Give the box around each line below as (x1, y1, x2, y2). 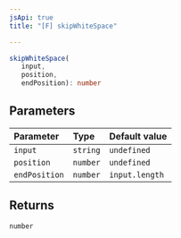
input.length (109, 169, 165, 180)
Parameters (9, 104, 76, 119)
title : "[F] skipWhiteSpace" (9, 21, 118, 30)
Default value (109, 130, 168, 142)
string (72, 145, 101, 155)
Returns (9, 198, 55, 213)
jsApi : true (9, 13, 53, 22)
